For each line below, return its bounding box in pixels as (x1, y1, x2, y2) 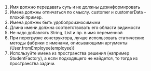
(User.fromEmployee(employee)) (9, 45, 75, 51)
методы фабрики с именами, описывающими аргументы (9, 40, 128, 45)
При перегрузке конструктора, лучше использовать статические (9, 35, 145, 41)
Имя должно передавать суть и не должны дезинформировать (9, 4, 140, 10)
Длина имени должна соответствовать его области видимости (9, 25, 140, 30)
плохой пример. (9, 14, 43, 20)
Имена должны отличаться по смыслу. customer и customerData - (9, 9, 146, 15)
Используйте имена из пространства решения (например (9, 50, 130, 56)
